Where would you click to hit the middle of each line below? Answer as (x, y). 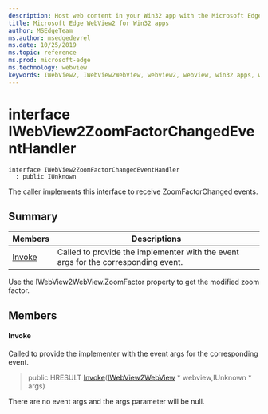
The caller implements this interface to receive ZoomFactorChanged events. (133, 191)
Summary (33, 216)
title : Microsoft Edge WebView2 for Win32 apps (89, 23)
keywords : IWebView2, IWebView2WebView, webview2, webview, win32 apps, (132, 75)
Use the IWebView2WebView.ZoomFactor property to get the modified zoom (134, 282)
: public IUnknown (46, 176)
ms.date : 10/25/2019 (43, 45)
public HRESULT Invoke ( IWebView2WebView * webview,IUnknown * (140, 377)
